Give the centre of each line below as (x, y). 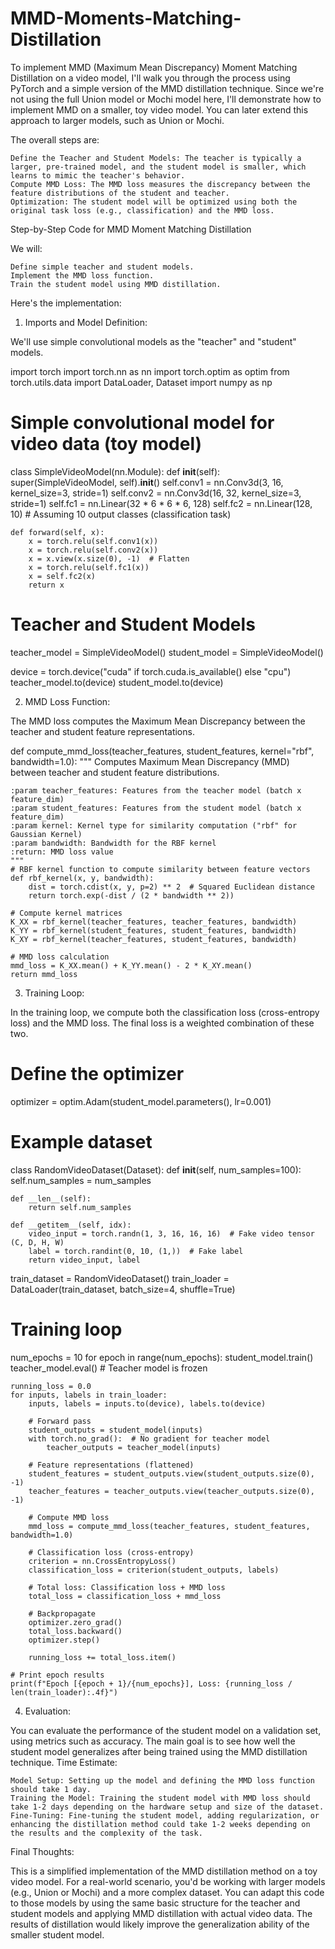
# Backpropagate (62, 1613)
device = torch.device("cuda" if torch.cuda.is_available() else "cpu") (151, 671)
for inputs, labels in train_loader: (89, 1395)
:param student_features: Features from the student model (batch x (156, 808)
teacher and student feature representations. (102, 731)
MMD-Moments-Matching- (126, 18)
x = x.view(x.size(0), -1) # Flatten (109, 558)
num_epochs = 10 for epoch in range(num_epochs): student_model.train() (162, 1357)
